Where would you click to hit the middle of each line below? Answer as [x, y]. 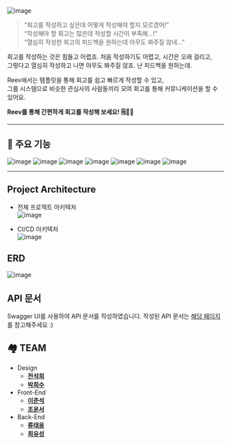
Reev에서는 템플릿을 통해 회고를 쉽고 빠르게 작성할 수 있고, [86, 80]
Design [27, 368]
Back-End [31, 417]
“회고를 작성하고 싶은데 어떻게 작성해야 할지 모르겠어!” [97, 25]
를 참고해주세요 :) [30, 325]
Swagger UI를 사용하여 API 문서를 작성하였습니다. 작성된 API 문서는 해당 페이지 [114, 316]
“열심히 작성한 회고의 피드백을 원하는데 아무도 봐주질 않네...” [104, 42]
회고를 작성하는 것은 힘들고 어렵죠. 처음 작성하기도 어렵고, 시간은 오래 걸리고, [110, 57]
